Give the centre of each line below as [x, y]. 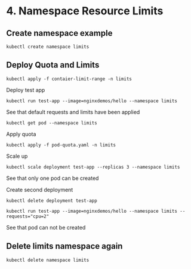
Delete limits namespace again [64, 246]
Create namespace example [59, 33]
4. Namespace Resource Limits [85, 11]
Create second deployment [40, 189]
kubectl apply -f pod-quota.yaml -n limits [61, 145]
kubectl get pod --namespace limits [52, 123]
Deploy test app [26, 90]
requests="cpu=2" [28, 216]
